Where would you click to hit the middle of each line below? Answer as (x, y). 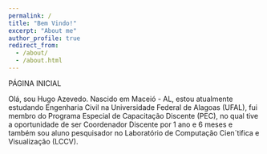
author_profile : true (44, 38)
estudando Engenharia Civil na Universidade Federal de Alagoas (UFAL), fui (133, 107)
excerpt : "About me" (43, 30)
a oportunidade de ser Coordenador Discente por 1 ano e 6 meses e (121, 124)
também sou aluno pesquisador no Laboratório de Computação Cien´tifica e (134, 132)
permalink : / (30, 16)
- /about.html (39, 61)
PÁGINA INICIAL (35, 83)
